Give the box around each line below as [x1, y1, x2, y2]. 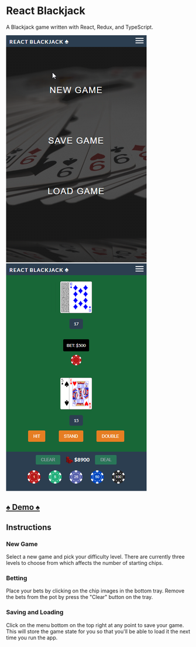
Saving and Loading [6, 608, 64, 617]
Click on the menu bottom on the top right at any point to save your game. [6, 621, 184, 628]
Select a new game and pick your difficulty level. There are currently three [6, 553, 185, 560]
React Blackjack [6, 4, 86, 18]
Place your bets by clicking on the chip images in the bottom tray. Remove [6, 587, 185, 594]
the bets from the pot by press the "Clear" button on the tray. [6, 594, 153, 601]
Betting [6, 574, 27, 582]
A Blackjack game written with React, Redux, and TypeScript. [6, 23, 153, 30]
